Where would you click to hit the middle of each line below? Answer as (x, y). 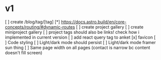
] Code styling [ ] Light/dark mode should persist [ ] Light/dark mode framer (80, 42)
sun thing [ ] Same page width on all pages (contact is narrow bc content (78, 47)
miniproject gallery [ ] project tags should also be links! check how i (72, 32)
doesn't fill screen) (24, 52)
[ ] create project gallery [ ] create (110, 27)
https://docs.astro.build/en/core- (94, 22)
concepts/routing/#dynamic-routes (40, 27)
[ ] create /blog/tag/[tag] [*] (33, 22)
